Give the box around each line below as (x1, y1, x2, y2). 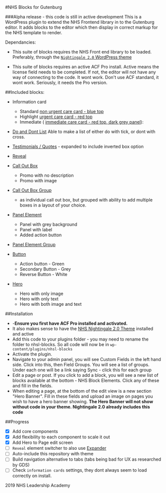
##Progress (5, 419, 29, 424)
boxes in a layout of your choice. (19, 202, 87, 208)
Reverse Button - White (19, 272, 68, 277)
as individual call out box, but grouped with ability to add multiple (19, 197, 153, 203)
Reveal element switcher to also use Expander (12, 445, 107, 451)
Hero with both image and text (19, 301, 82, 307)
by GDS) (12, 462, 30, 468)
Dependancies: (5, 39, 36, 45)
